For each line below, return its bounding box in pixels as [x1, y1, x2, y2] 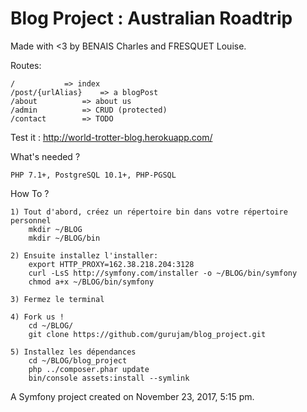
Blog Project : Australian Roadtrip [10, 7, 293, 30]
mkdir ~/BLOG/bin [28, 233, 101, 243]
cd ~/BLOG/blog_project [28, 355, 128, 366]
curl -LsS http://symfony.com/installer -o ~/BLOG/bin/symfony [28, 268, 298, 278]
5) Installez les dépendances [10, 347, 137, 357]
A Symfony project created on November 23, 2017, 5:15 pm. [10, 390, 255, 402]
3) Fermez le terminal [10, 294, 105, 304]
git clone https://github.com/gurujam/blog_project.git [28, 329, 267, 339]
